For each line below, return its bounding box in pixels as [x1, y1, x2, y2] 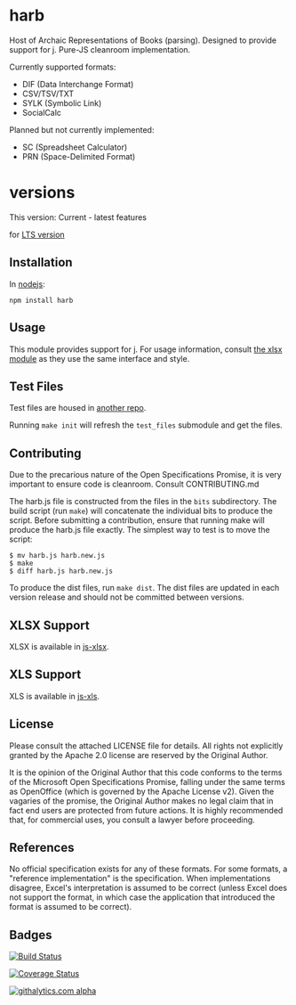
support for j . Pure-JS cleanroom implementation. [9, 44, 191, 54]
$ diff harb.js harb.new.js [9, 567, 114, 576]
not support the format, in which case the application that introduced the [9, 892, 276, 903]
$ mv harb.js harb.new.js [9, 552, 105, 560]
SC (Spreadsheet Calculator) [21, 142, 128, 152]
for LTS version [9, 229, 65, 240]
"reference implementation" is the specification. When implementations [9, 873, 271, 884]
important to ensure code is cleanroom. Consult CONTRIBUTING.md [9, 478, 260, 490]
